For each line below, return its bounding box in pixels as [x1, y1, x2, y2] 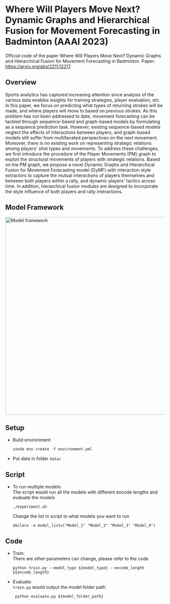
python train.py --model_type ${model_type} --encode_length [12, 565, 145, 571]
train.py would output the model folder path [12, 584, 106, 590]
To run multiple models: [12, 484, 62, 490]
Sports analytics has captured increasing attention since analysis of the [5, 91, 154, 97]
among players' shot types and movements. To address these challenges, [5, 145, 159, 152]
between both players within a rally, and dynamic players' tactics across [5, 177, 156, 183]
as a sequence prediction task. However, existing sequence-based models [5, 124, 161, 130]
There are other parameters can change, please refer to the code [12, 556, 149, 561]
